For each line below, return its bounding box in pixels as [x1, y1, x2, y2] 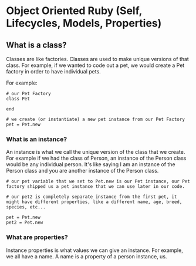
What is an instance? [6, 135, 67, 143]
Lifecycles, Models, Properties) [6, 16, 162, 30]
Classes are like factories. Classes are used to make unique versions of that [6, 56, 189, 62]
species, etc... [6, 204, 46, 210]
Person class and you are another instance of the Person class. [6, 167, 159, 174]
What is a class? [6, 40, 67, 50]
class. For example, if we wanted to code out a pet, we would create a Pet [6, 62, 185, 69]
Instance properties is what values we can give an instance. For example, [6, 247, 183, 254]
